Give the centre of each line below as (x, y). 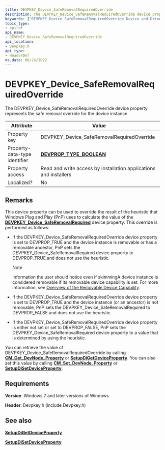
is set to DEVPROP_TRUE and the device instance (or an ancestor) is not (85, 302)
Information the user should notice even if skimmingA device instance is (85, 277)
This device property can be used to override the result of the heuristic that (82, 212)
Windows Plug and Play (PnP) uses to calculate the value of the (69, 217)
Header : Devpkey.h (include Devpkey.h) (45, 405)
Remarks (19, 200)
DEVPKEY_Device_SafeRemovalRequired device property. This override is (82, 222)
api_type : (15, 51)
